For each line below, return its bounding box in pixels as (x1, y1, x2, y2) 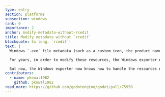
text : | (5, 44, 21, 49)
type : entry (5, 7, 29, 12)
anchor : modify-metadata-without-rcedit (5, 30, 89, 35)
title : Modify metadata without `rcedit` (5, 35, 91, 40)
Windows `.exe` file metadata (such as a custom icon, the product (9, 48, 151, 53)
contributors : (5, 71, 34, 76)
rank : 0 (5, 21, 21, 26)
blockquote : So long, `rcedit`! (5, 39, 71, 44)
